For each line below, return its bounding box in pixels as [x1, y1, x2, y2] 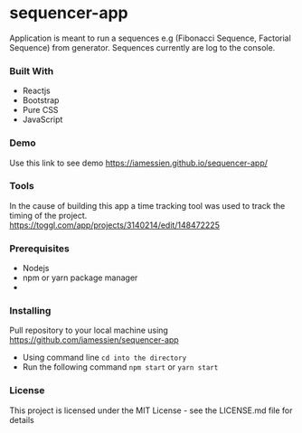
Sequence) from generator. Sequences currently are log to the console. [9, 42, 276, 52]
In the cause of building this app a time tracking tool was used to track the [9, 200, 286, 211]
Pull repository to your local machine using [9, 325, 169, 336]
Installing [9, 305, 52, 317]
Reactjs [22, 85, 52, 97]
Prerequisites [9, 242, 70, 255]
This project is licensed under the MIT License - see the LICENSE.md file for [9, 405, 293, 416]
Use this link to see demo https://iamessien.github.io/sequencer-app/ [9, 157, 269, 168]
